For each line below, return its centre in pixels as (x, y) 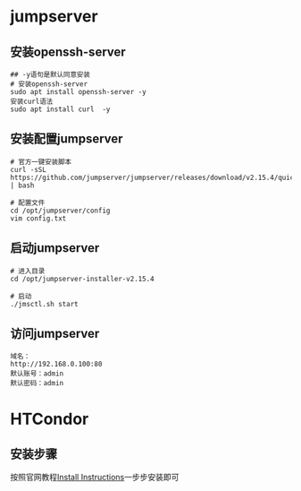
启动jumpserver (55, 248)
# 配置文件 (28, 202)
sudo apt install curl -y (60, 109)
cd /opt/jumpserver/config (60, 211)
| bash (22, 185)
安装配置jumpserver (67, 139)
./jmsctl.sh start (44, 304)
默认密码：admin (37, 383)
